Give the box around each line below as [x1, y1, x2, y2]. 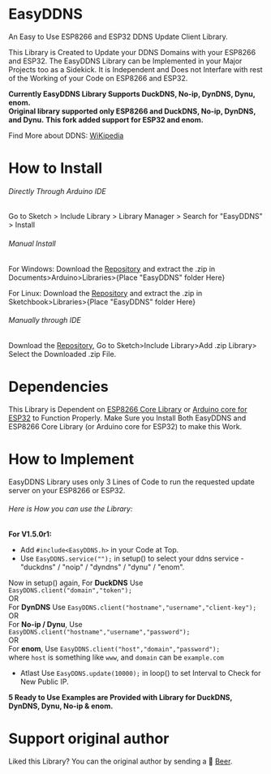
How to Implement [8, 449, 135, 468]
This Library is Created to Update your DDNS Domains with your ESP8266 [8, 47, 256, 57]
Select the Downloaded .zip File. [8, 349, 117, 359]
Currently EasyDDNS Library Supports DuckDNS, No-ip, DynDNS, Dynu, [8, 88, 256, 98]
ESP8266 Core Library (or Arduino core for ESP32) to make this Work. [8, 421, 243, 431]
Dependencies [8, 377, 109, 396]
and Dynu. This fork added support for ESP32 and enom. [8, 114, 204, 124]
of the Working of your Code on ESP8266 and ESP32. [8, 73, 188, 83]
